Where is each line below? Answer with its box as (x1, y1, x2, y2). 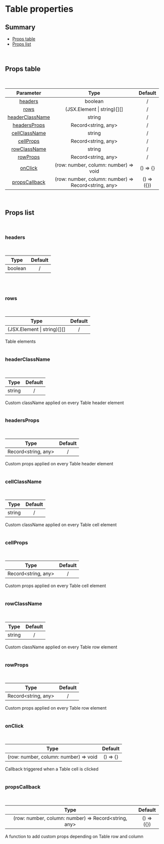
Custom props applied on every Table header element (5, 460, 114, 466)
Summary (5, 23, 36, 31)
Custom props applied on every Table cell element (5, 583, 106, 589)
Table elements (5, 338, 36, 344)
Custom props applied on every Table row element (5, 705, 107, 711)
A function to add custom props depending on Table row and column (5, 833, 144, 839)
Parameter (16, 89, 41, 96)
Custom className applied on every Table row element (5, 644, 118, 650)
